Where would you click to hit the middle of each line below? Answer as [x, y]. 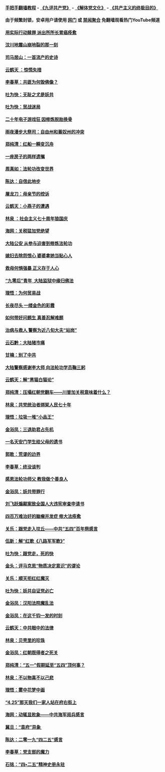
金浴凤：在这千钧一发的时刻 [34, 615]
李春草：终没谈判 [23, 467]
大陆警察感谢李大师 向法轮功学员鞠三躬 [45, 367]
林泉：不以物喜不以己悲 [29, 677]
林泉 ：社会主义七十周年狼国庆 [37, 219]
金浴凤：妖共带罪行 [25, 491]
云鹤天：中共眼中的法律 [29, 628]
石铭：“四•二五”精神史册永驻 [35, 764]
